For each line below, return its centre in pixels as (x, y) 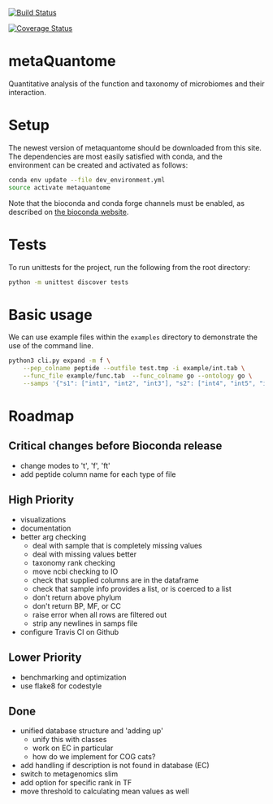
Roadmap (41, 416)
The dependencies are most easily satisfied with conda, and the (116, 156)
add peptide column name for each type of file (98, 474)
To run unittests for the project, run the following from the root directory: (129, 267)
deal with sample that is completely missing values (117, 545)
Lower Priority (45, 658)
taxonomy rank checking (74, 562)
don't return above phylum (77, 597)
